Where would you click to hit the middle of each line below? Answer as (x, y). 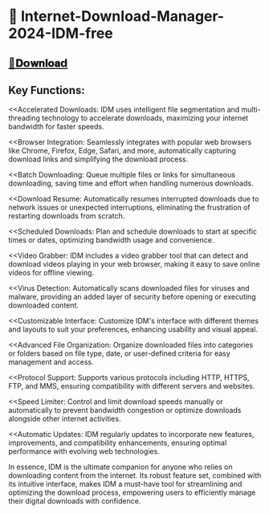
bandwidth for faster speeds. (56, 127)
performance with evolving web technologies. (84, 451)
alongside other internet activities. (65, 419)
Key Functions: (47, 90)
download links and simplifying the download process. (98, 159)
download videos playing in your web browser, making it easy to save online (134, 264)
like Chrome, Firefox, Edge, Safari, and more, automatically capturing (122, 151)
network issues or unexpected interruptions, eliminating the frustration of (129, 207)
